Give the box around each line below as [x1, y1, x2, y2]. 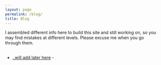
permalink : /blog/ [5, 12, 43, 17]
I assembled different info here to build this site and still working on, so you [5, 30, 157, 36]
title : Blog [5, 16, 29, 21]
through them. [5, 40, 34, 46]
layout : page [5, 7, 32, 12]
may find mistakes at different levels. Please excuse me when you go [5, 35, 144, 41]
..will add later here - [12, 55, 54, 61]
